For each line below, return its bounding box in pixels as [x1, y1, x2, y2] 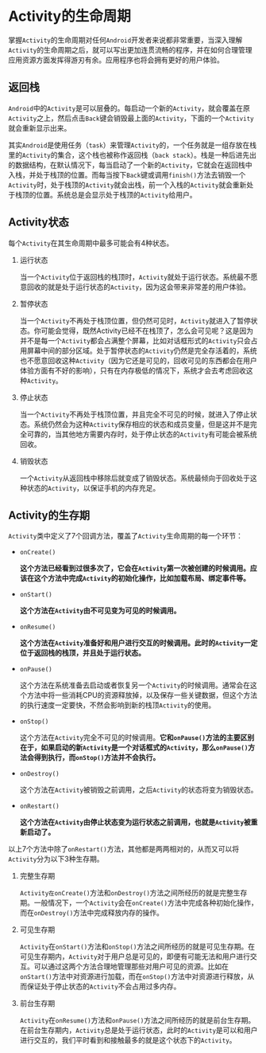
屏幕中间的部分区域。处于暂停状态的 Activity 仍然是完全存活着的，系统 [26, 346, 258, 355]
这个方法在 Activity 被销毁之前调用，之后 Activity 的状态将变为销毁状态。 [19, 785, 258, 795]
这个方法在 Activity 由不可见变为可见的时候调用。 [19, 606, 181, 616]
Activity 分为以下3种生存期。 [8, 854, 104, 864]
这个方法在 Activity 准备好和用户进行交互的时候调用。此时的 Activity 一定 [19, 638, 258, 648]
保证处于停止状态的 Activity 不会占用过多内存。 [26, 981, 181, 992]
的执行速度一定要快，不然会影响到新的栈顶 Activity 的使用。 [19, 700, 216, 710]
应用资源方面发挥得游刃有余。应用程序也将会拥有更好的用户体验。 [8, 55, 224, 65]
